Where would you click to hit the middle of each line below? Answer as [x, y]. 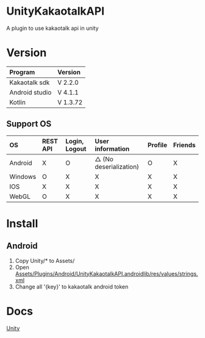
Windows [23, 176]
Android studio [31, 92]
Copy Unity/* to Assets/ [45, 261]
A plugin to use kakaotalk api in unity [52, 28]
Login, [74, 141]
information [112, 149]
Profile [157, 145]
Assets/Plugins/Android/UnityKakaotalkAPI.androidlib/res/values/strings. [106, 273]
